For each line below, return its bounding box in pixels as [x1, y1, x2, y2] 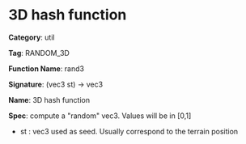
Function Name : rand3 [8, 63, 85, 74]
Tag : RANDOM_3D [8, 48, 70, 57]
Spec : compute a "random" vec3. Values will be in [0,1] [8, 111, 192, 121]
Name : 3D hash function [8, 95, 91, 104]
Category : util [8, 32, 55, 42]
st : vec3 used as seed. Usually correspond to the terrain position [19, 126, 239, 136]
